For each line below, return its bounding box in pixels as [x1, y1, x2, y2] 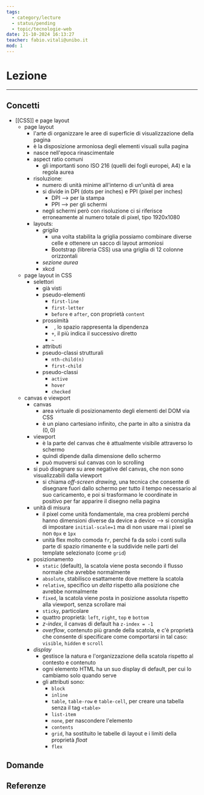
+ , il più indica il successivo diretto [51, 329, 137, 337]
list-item [51, 711, 76, 717]
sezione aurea [42, 259, 78, 266]
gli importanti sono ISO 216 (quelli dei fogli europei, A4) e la [42, 162, 191, 169]
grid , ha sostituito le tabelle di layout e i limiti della [51, 729, 177, 737]
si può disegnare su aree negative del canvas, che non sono [33, 465, 184, 473]
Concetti [6, 101, 40, 111]
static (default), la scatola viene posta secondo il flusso [42, 562, 183, 569]
